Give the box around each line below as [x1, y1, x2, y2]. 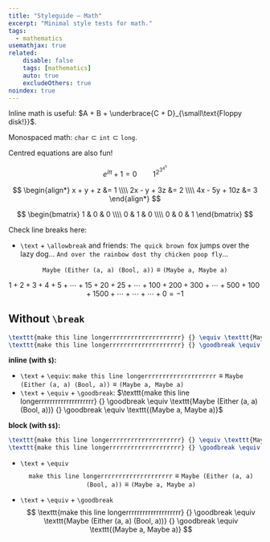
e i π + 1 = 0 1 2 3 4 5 [103, 164, 167, 179]
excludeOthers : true [22, 79, 92, 87]
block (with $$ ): [8, 421, 61, 430]
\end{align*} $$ [108, 194, 162, 203]
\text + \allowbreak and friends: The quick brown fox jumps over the [19, 240, 250, 250]
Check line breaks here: [8, 224, 87, 234]
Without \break [8, 312, 85, 326]
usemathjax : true [8, 42, 67, 50]
